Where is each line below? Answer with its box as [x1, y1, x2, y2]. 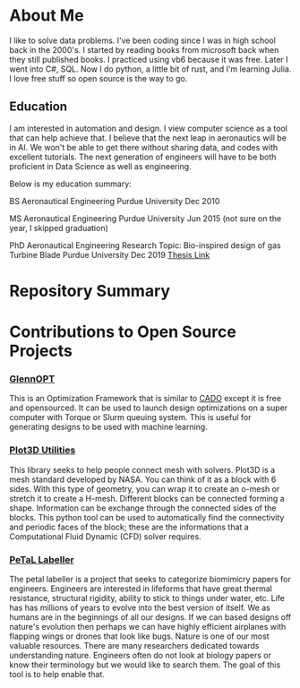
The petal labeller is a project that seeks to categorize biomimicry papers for [9, 574, 291, 585]
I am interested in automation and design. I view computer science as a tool [9, 123, 288, 133]
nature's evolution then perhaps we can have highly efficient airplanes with [9, 622, 287, 632]
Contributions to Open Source [9, 322, 237, 342]
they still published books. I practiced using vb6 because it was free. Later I [9, 54, 288, 64]
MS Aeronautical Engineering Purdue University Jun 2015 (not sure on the [9, 212, 282, 224]
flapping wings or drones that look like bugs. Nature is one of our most [9, 631, 270, 641]
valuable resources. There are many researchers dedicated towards [9, 641, 260, 651]
